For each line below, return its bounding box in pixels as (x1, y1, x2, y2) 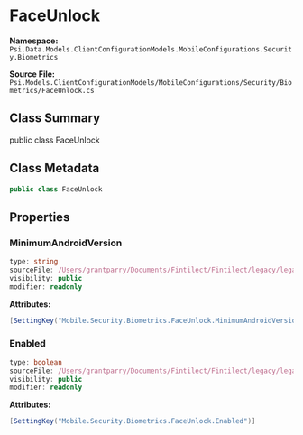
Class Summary (9, 110, 101, 126)
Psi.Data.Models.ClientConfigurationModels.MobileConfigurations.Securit (9, 44, 293, 54)
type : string (9, 257, 59, 266)
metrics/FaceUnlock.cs (9, 86, 95, 95)
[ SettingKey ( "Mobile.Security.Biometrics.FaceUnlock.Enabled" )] (9, 417, 256, 426)
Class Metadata (9, 161, 100, 176)
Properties (9, 209, 70, 225)
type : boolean (9, 357, 63, 366)
